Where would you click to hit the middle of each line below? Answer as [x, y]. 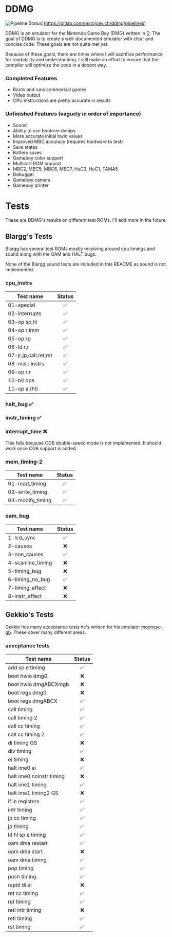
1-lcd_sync [22, 538]
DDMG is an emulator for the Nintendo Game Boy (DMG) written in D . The [83, 33]
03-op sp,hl [23, 322]
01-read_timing [27, 484]
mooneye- [152, 627]
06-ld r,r [18, 347]
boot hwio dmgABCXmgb [39, 684]
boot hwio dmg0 [28, 676]
